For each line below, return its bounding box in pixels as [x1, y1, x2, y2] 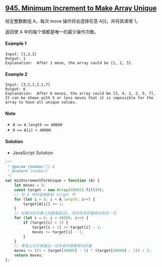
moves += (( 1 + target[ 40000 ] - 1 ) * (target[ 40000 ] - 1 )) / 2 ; [14, 248, 151, 253]
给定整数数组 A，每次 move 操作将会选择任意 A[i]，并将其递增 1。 [5, 18, 140, 24]
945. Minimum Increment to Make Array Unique [5, 4, 157, 13]
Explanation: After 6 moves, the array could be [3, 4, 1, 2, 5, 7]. [5, 91, 156, 96]
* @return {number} [7, 168, 49, 174]
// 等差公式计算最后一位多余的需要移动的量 [14, 243, 92, 248]
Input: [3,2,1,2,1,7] [5, 82, 51, 87]
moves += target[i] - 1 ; [32, 229, 84, 234]
